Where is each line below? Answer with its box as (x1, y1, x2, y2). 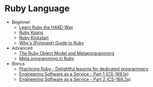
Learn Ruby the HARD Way (19, 24, 74, 30)
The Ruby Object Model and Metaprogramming (19, 50, 115, 56)
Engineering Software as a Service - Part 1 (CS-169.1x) (19, 71, 129, 77)
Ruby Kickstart (19, 35, 49, 41)
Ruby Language (4, 3, 70, 14)
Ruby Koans (19, 29, 44, 35)
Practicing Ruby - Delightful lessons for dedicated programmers (19, 65, 149, 71)
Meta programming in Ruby (19, 55, 75, 61)
